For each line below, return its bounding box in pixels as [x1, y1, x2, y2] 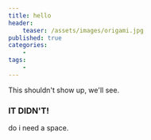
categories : [8, 41, 48, 49]
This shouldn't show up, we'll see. [8, 85, 120, 95]
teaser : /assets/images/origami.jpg [22, 26, 145, 34]
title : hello [8, 11, 52, 20]
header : [8, 19, 34, 27]
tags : [8, 56, 26, 64]
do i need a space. [8, 123, 69, 133]
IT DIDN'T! [8, 105, 50, 116]
